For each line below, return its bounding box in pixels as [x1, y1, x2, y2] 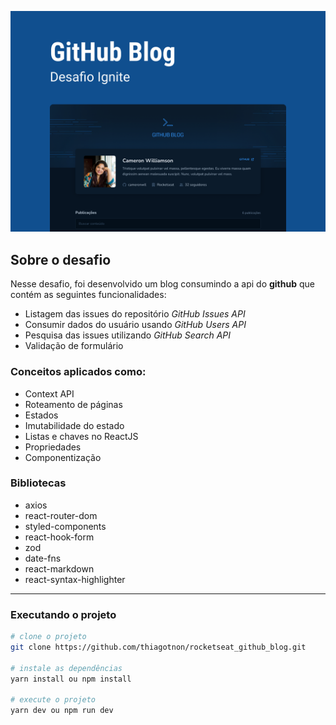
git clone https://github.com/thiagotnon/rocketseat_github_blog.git [10, 642, 307, 652]
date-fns [24, 552, 62, 564]
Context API [24, 387, 75, 400]
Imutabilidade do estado [24, 419, 125, 431]
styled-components [24, 520, 107, 532]
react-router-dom [24, 509, 98, 521]
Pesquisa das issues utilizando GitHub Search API [24, 329, 232, 341]
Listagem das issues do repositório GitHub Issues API [24, 308, 246, 320]
